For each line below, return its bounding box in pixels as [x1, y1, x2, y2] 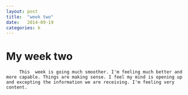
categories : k [6, 24, 41, 31]
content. [6, 85, 28, 90]
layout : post [6, 8, 38, 15]
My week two [6, 50, 73, 63]
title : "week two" [6, 14, 54, 20]
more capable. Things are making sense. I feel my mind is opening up [6, 74, 183, 80]
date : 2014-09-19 [6, 19, 54, 25]
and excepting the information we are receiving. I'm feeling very [6, 79, 175, 85]
